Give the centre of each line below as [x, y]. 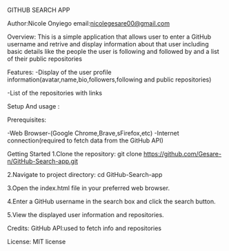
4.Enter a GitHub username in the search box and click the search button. [111, 201]
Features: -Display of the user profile [59, 72]
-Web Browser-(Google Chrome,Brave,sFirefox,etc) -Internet [93, 133]
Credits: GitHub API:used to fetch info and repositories [84, 228]
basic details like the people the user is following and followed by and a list [113, 52]
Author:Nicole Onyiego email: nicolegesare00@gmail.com [89, 23]
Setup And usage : [33, 106]
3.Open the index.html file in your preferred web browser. [89, 188]
